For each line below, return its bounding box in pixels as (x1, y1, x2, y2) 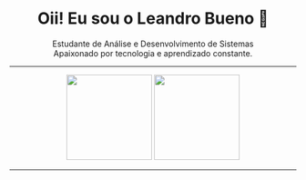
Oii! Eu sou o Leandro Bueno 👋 (37, 8, 269, 29)
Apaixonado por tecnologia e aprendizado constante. (53, 47, 253, 58)
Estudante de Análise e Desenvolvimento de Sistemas (52, 38, 254, 49)
